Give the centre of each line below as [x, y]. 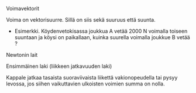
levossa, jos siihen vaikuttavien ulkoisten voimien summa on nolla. [85, 84]
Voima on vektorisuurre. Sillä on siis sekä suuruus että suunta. [81, 20]
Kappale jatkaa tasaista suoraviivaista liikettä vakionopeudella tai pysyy [92, 77]
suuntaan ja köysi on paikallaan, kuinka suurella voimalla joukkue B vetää [102, 37]
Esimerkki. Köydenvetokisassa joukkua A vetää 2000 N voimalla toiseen [101, 31]
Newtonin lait [22, 55]
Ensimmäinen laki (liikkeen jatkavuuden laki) [59, 66]
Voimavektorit [23, 8]
